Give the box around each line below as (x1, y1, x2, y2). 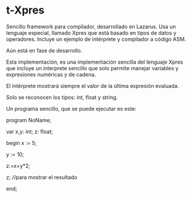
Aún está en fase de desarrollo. (6, 47, 83, 54)
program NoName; (6, 116, 51, 124)
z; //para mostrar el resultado (6, 173, 78, 180)
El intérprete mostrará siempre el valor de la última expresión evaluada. (6, 82, 179, 89)
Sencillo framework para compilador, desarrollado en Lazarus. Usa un (6, 23, 176, 30)
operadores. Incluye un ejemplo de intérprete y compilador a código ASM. (6, 35, 186, 42)
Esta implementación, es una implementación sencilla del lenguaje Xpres (6, 58, 183, 65)
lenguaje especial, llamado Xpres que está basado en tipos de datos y (6, 29, 177, 36)
